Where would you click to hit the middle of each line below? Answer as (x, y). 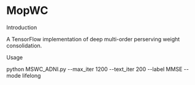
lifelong (32, 75)
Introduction (22, 27)
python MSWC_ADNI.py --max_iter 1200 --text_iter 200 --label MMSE (94, 69)
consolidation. (24, 46)
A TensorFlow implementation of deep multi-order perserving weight (93, 39)
